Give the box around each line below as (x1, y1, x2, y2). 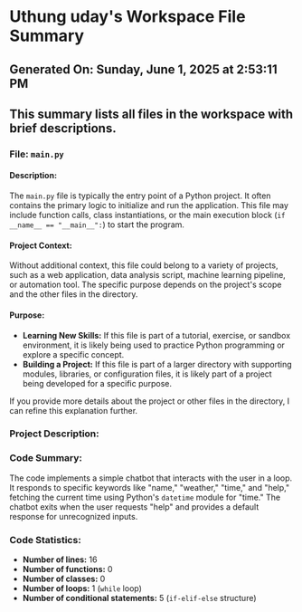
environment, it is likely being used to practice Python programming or (22, 339, 285, 350)
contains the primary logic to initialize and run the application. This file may (9, 200, 289, 211)
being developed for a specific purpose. (22, 378, 173, 388)
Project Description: (9, 427, 99, 440)
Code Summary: (9, 452, 83, 464)
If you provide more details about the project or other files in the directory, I (9, 396, 290, 406)
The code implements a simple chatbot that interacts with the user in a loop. (9, 473, 293, 483)
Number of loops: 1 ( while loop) (22, 583, 143, 594)
